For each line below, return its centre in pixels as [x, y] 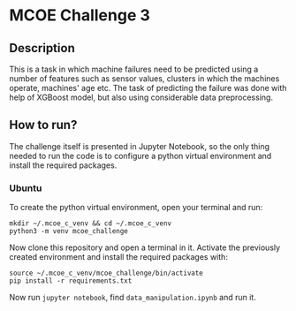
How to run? [43, 125]
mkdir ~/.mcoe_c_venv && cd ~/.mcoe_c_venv [91, 224]
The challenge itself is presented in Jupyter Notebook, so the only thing [140, 146]
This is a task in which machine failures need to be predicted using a [134, 69]
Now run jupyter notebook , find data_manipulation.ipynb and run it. [133, 298]
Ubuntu [26, 188]
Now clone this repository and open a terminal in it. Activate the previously [145, 247]
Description [42, 48]
